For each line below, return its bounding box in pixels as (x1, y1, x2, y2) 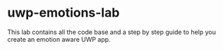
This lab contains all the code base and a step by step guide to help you (7, 28, 217, 36)
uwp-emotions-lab (7, 5, 120, 21)
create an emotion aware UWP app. (7, 35, 111, 43)
